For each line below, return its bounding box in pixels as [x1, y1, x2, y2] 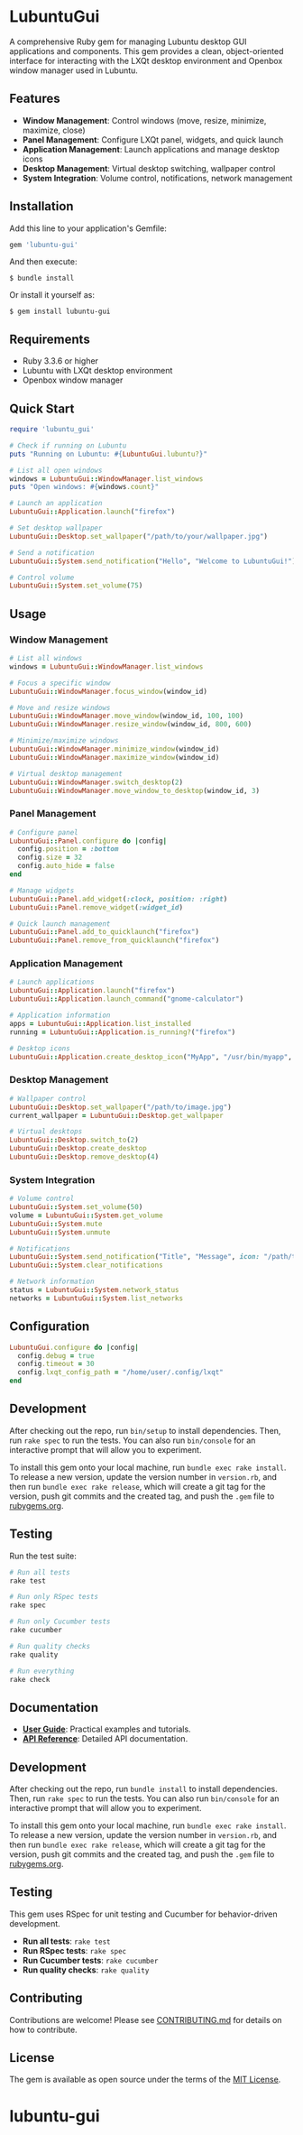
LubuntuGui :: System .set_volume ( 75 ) [9, 581, 143, 590]
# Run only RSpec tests [9, 1593, 99, 1602]
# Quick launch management [9, 919, 111, 929]
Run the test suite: [9, 1550, 77, 1561]
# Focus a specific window [9, 679, 111, 688]
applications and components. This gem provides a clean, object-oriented [9, 45, 284, 56]
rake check [9, 1675, 50, 1684]
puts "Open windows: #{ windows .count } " [9, 483, 160, 492]
